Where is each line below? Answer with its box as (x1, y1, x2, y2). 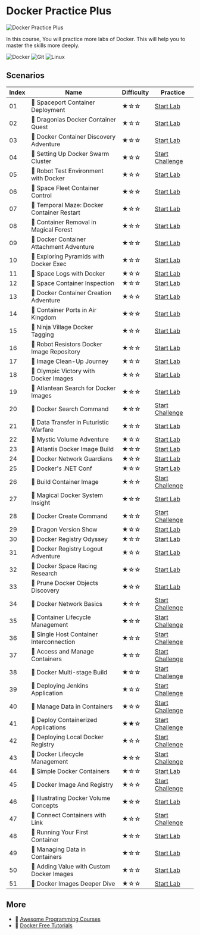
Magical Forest (31, 225, 73, 233)
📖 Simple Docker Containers (31, 767, 110, 775)
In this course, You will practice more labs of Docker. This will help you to (6, 35, 186, 42)
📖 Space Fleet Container (31, 183, 99, 192)
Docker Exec (31, 259, 67, 268)
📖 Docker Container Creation (31, 289, 112, 297)
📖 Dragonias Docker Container (31, 115, 116, 123)
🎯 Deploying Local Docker (31, 733, 104, 741)
